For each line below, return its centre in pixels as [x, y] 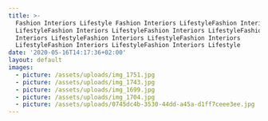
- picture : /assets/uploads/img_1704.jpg [85, 97]
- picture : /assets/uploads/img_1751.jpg [85, 75]
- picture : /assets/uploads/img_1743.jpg [85, 82]
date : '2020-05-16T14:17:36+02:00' [67, 53]
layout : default [35, 60]
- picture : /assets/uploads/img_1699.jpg [85, 90]
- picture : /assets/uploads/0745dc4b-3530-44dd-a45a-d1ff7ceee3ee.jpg [135, 104]
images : [21, 68]
